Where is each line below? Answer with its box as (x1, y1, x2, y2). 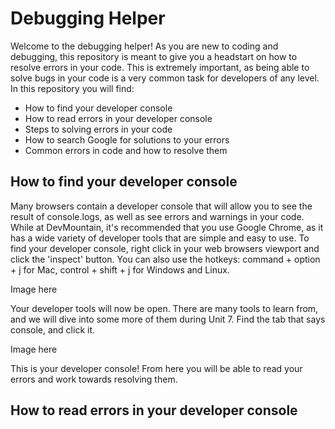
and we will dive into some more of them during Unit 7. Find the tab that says (10, 313, 326, 325)
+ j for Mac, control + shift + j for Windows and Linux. (10, 263, 230, 276)
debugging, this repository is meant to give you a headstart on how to (10, 50, 298, 62)
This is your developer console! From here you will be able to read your (10, 362, 303, 374)
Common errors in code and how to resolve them (24, 144, 228, 156)
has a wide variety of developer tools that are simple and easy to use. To (10, 232, 310, 244)
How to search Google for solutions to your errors (24, 133, 230, 146)
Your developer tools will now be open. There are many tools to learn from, (10, 302, 319, 314)
